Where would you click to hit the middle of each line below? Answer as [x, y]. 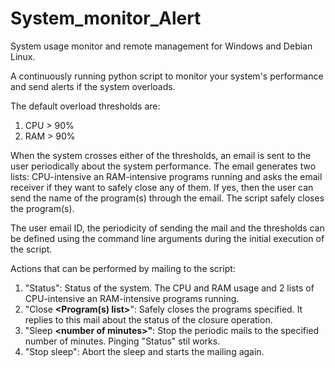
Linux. [23, 56]
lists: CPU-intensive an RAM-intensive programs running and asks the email [166, 176]
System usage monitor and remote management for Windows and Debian [161, 46]
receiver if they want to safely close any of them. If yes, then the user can [162, 187]
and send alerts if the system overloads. [93, 86]
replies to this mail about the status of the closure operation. [148, 319]
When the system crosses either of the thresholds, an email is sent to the [161, 155]
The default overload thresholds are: [85, 106]
